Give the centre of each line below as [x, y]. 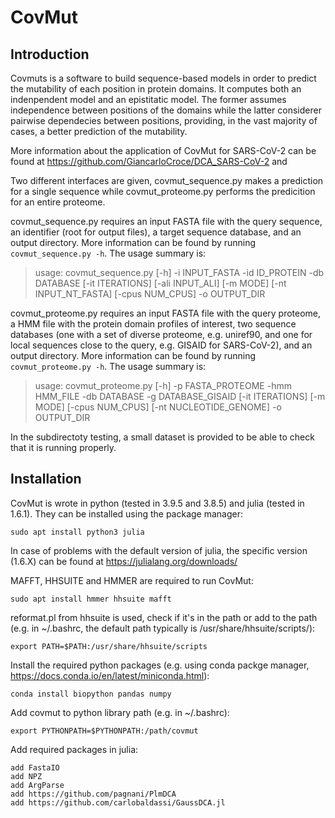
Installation [46, 479]
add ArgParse [37, 785]
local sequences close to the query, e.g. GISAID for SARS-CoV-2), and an [161, 345]
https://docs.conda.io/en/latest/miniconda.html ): [110, 675]
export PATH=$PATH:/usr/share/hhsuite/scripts [109, 646]
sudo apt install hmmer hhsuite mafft [91, 599]
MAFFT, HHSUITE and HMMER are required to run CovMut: [132, 580]
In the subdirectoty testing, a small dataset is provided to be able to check [162, 437]
